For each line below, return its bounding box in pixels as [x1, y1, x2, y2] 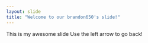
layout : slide [6, 8, 41, 15]
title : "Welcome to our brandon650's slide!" [6, 14, 120, 20]
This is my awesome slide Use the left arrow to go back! [6, 30, 143, 37]
